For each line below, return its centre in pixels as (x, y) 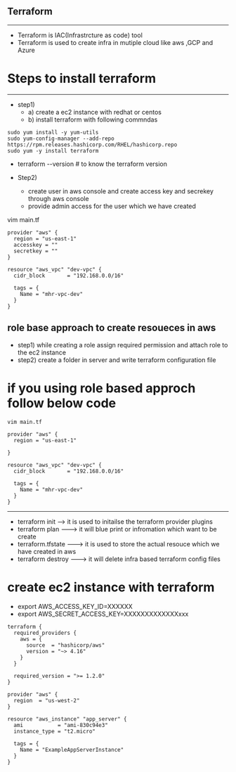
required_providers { (45, 633)
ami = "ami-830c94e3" (61, 726)
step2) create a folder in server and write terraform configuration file (117, 360)
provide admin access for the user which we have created (112, 206)
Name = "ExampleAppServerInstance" (72, 750)
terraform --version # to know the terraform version (92, 164)
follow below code (62, 403)
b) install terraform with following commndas (93, 120)
